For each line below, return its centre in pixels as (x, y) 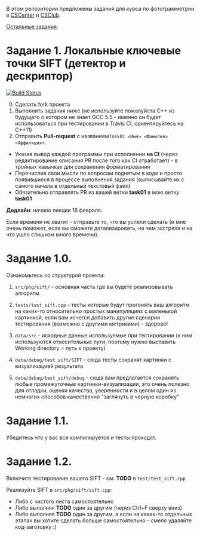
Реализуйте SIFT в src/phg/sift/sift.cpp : (59, 489)
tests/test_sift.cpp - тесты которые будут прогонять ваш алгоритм (102, 304)
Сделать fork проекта (42, 104)
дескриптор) (40, 76)
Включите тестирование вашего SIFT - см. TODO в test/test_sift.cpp (96, 478)
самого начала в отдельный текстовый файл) (73, 185)
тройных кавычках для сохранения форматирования (82, 166)
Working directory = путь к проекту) (60, 348)
